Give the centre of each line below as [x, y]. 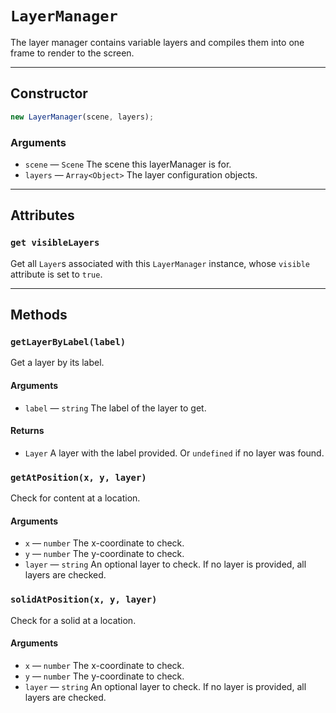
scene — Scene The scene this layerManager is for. [128, 164]
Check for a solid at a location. [73, 620]
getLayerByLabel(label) [68, 341]
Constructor [49, 93]
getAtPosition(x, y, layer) [78, 477]
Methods [39, 315]
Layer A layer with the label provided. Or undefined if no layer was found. [174, 453]
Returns [27, 431]
